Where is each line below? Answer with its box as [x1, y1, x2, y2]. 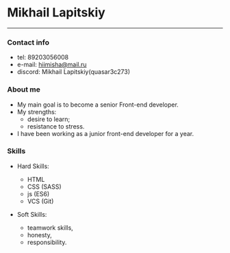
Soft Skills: [16, 210, 47, 218]
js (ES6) [27, 189, 50, 198]
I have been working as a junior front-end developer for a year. [16, 129, 194, 137]
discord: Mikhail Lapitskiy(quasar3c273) [16, 68, 131, 76]
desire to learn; [27, 115, 71, 123]
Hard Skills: [16, 162, 49, 170]
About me [7, 85, 41, 94]
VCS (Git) [27, 197, 54, 205]
